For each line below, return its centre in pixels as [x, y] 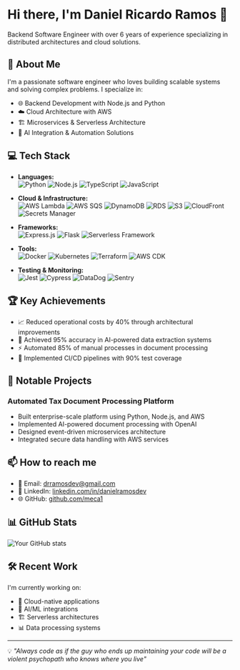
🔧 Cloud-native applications [59, 601]
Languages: [36, 176]
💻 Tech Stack [39, 156]
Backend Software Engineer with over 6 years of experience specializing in [118, 34]
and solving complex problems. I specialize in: [75, 89]
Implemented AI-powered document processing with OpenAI [107, 424]
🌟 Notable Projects [50, 380]
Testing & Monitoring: [51, 270]
